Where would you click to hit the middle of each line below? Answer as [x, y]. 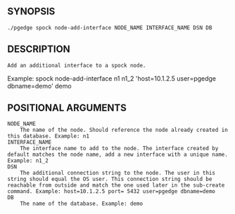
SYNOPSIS [31, 12]
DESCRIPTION [39, 49]
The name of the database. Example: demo [81, 204]
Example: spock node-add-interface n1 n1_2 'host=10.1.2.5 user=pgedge [112, 78]
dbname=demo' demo [39, 86]
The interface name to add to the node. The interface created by [119, 149]
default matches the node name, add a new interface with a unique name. [118, 155]
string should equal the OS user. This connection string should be [110, 179]
